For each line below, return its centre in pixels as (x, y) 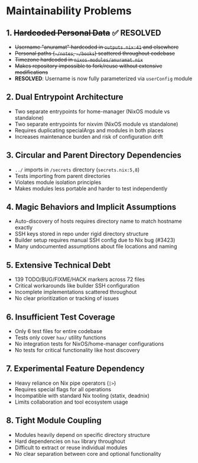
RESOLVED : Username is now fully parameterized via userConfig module (103, 79)
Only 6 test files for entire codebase (58, 331)
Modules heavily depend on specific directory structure (82, 435)
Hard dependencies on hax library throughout (70, 441)
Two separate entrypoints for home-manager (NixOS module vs (92, 111)
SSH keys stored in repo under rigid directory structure (82, 234)
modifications (31, 72)
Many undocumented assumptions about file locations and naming (96, 247)
